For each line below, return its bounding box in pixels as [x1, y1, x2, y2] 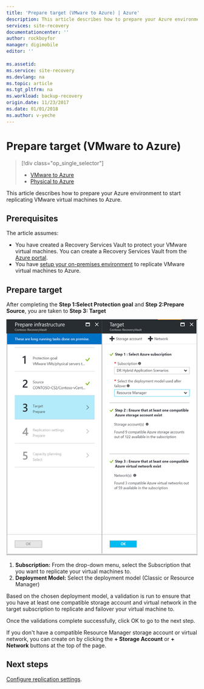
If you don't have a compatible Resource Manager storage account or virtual [6, 629, 197, 636]
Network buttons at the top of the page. [6, 642, 107, 649]
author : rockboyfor [6, 35, 56, 42]
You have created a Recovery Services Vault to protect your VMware [15, 241, 187, 249]
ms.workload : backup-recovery [6, 93, 83, 100]
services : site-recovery [6, 22, 69, 29]
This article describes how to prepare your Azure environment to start [6, 189, 181, 197]
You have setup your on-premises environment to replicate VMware [15, 261, 185, 268]
